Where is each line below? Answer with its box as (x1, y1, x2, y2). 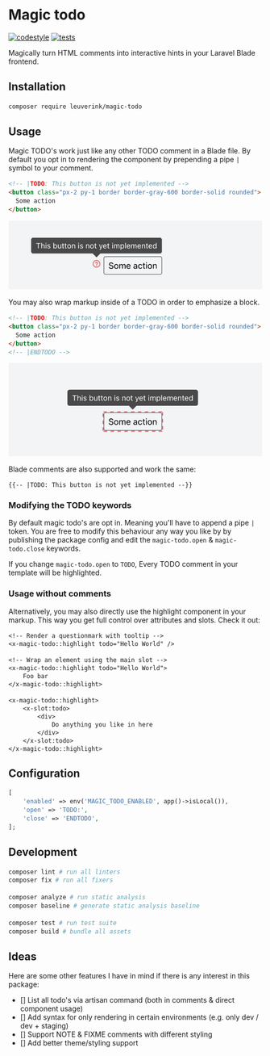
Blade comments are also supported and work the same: (8, 464, 197, 474)
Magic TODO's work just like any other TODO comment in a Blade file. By (8, 146, 251, 156)
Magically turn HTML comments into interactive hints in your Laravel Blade (8, 48, 255, 57)
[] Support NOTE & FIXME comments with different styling (19, 1029, 213, 1039)
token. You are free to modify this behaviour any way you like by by (8, 526, 232, 536)
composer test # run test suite (8, 919, 117, 927)
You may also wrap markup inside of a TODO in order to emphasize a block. (8, 297, 260, 308)
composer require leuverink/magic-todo (8, 103, 143, 111)
